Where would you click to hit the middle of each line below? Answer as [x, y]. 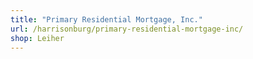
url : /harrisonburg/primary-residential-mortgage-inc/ [127, 29]
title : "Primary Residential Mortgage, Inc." [106, 19]
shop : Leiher [37, 38]
